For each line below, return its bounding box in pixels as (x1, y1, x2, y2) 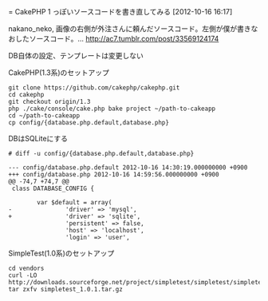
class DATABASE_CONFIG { (11, 184, 94, 192)
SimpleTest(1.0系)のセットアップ (8, 248, 115, 258)
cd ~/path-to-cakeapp (8, 112, 81, 120)
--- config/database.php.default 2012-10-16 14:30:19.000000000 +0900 (8, 164, 248, 172)
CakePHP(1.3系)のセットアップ (8, 68, 110, 77)
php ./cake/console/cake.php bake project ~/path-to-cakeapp (8, 105, 216, 113)
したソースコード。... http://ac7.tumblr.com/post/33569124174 (14, 34, 219, 43)
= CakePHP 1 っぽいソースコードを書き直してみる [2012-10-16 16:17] (8, 7, 233, 16)
